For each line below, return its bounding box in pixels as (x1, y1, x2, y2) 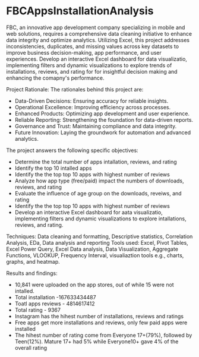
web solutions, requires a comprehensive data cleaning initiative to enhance (6, 30, 192, 37)
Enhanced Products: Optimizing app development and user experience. (14, 110, 190, 117)
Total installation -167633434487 (14, 293, 96, 301)
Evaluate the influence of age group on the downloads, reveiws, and (14, 189, 182, 197)
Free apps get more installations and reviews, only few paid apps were (14, 319, 188, 326)
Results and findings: (6, 269, 58, 277)
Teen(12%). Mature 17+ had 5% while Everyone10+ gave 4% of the (14, 337, 179, 345)
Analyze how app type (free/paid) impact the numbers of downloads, (14, 177, 184, 184)
